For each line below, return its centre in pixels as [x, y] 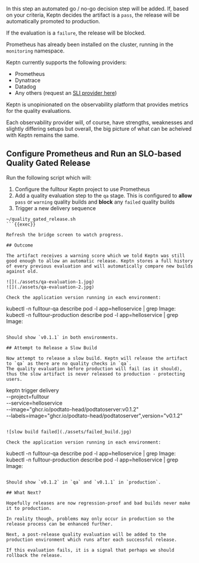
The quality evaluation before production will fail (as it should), [94, 369]
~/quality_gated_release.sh [41, 219]
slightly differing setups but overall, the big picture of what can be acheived [99, 129]
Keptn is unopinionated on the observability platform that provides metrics [97, 104]
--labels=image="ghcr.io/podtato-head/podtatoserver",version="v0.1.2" [94, 416]
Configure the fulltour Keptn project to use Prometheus [82, 189]
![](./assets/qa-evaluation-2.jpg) [50, 287]
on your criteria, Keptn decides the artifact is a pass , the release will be [93, 15]
